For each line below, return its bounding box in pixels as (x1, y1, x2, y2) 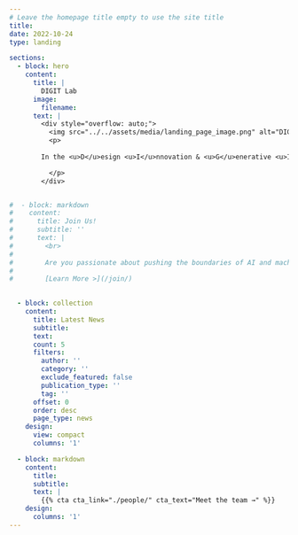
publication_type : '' (41, 381, 122, 390)
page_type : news (32, 414, 93, 423)
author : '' (41, 356, 82, 366)
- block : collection (17, 299, 93, 308)
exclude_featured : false (41, 373, 133, 382)
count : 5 (32, 340, 66, 349)
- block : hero (17, 62, 69, 71)
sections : (9, 54, 46, 63)
